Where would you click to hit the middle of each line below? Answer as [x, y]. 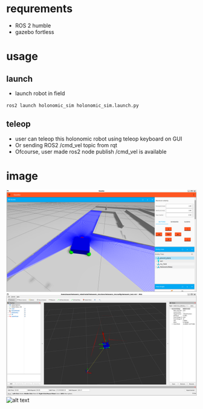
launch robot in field [40, 93]
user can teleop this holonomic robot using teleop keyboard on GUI [98, 139]
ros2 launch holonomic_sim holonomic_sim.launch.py [72, 105]
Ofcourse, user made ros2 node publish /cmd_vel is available [91, 151]
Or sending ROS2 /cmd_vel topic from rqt [66, 145]
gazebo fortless [34, 32]
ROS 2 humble [33, 25]
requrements [40, 9]
